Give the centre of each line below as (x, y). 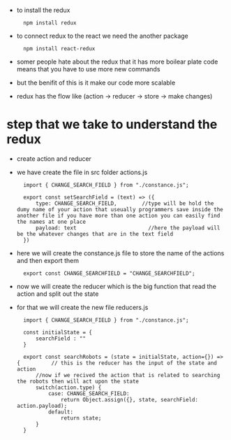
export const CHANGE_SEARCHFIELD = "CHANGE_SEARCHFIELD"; (109, 273)
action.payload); (42, 406)
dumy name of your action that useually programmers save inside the (120, 209)
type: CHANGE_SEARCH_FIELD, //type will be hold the (125, 203)
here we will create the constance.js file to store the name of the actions (120, 253)
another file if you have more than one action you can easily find (118, 215)
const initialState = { (58, 332)
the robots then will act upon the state (77, 381)
